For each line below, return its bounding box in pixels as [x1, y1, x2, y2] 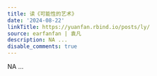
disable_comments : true [7, 43, 78, 50]
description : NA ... [7, 37, 69, 44]
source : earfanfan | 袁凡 [7, 30, 81, 37]
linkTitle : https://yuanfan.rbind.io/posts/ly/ [7, 23, 151, 30]
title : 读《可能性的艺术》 [7, 10, 78, 18]
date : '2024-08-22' [7, 17, 65, 24]
